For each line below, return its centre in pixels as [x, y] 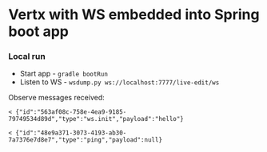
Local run [27, 57]
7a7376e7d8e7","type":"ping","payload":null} [85, 140]
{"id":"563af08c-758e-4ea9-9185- [71, 112]
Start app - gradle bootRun [64, 74]
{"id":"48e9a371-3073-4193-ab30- [71, 133]
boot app [39, 31]
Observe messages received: [57, 98]
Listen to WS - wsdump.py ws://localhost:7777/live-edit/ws [120, 82]
